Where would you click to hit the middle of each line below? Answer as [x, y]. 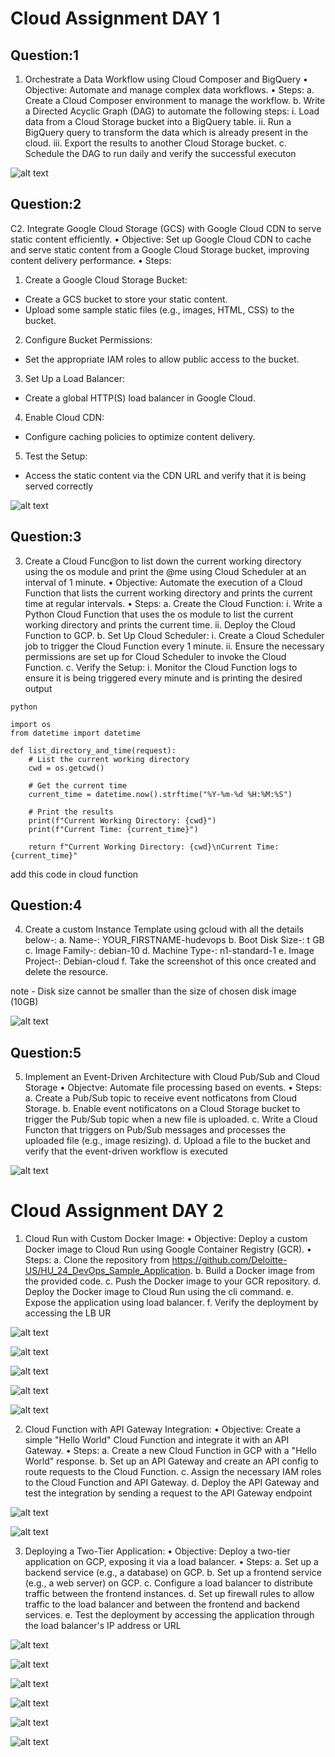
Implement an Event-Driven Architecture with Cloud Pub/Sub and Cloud [172, 1077]
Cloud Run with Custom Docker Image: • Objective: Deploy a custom [166, 1239]
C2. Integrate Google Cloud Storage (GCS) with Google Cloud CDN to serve [166, 228]
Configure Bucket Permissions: [88, 339]
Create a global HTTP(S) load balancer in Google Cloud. [140, 398]
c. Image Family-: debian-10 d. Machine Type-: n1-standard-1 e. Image [169, 951]
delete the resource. [66, 972]
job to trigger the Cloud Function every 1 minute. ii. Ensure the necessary [174, 646]
